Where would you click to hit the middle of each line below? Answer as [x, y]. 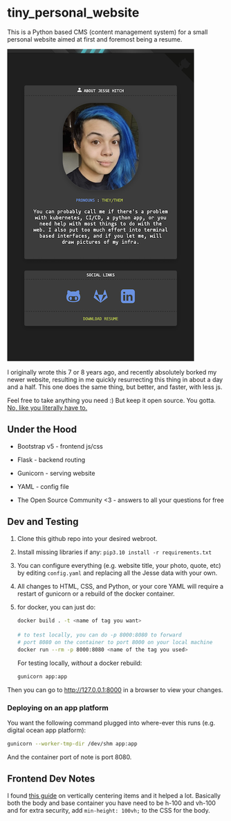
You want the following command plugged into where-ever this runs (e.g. [111, 723]
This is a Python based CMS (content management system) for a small [108, 32]
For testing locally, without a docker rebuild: [80, 663]
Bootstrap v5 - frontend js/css [60, 446]
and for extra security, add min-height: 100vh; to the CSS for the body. [109, 810]
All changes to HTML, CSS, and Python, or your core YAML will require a [120, 586]
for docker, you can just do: [56, 607]
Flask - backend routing [51, 460]
